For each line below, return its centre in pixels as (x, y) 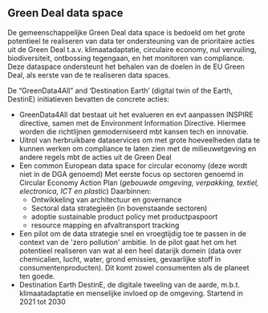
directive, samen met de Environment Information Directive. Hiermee (132, 122)
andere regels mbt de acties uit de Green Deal (95, 157)
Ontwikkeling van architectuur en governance (106, 199)
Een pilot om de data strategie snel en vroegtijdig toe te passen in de (132, 233)
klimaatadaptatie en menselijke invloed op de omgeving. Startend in (131, 293)
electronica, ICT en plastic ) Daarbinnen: (85, 191)
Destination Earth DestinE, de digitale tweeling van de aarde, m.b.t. (129, 284)
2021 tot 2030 (42, 301)
